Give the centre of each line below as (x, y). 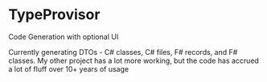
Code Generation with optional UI (64, 37)
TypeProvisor (54, 15)
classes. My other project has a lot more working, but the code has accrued (134, 61)
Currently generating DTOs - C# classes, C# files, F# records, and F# (123, 52)
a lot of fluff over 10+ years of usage (69, 68)
